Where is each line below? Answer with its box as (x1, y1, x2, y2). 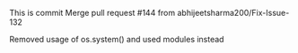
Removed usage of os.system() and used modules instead (9, 34, 224, 44)
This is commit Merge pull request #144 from (9, 8, 176, 18)
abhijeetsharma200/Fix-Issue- (177, 8, 290, 18)
